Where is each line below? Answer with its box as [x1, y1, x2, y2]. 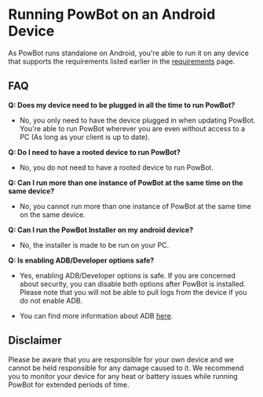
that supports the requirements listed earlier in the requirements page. [8, 57, 236, 66]
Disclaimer [8, 334, 62, 347]
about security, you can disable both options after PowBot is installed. [19, 279, 246, 289]
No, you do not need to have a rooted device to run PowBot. [19, 163, 214, 172]
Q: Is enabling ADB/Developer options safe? [8, 255, 155, 265]
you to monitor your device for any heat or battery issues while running [8, 371, 238, 380]
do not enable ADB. [19, 296, 83, 305]
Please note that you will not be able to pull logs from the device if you [19, 287, 247, 296]
